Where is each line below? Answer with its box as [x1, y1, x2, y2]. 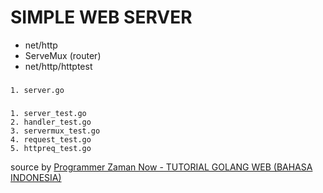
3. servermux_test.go [10, 126, 101, 136]
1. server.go [10, 85, 65, 95]
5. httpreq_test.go [10, 143, 92, 153]
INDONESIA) [10, 171, 62, 183]
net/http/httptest [24, 60, 93, 72]
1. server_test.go [10, 108, 87, 118]
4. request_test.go [10, 134, 92, 145]
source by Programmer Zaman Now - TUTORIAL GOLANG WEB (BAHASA [10, 161, 313, 173]
